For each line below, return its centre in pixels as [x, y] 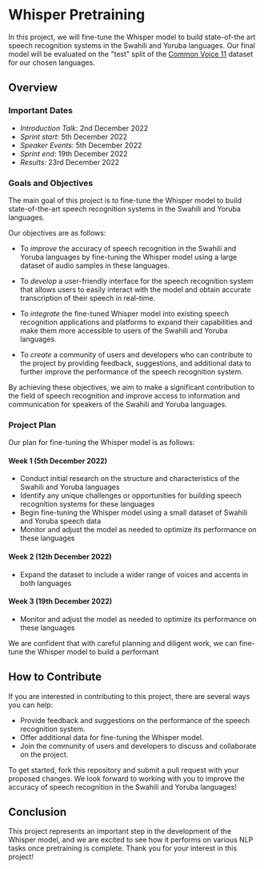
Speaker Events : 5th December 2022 [81, 145]
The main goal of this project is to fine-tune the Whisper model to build [125, 200]
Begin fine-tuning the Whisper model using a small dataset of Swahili [134, 513]
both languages [46, 583]
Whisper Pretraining [77, 15]
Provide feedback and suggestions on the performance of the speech [135, 720]
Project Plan [32, 425]
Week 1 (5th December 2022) [58, 461]
